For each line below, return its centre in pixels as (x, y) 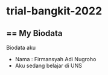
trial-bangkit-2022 (54, 11)
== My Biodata (34, 33)
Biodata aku (21, 47)
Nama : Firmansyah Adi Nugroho (56, 59)
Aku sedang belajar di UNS (49, 65)
